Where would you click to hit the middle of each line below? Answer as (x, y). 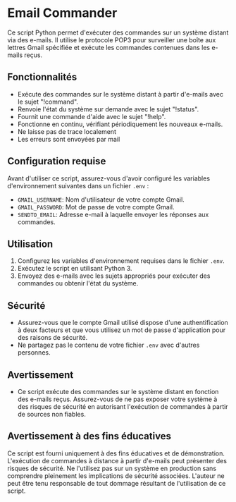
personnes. (34, 353)
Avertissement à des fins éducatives (89, 436)
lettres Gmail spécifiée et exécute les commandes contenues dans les (108, 47)
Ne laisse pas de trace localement (67, 131)
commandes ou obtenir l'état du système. (78, 283)
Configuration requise (57, 161)
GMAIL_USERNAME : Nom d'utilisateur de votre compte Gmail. (101, 200)
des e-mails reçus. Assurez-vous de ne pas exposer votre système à (117, 399)
